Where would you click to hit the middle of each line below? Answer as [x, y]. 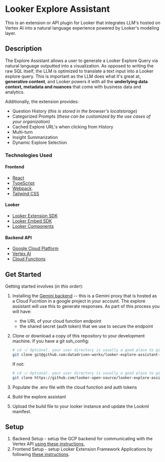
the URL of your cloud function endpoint [60, 321]
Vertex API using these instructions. [49, 444]
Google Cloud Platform [35, 248]
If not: [18, 364]
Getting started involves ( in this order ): [44, 286]
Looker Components [33, 226]
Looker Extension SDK [35, 216]
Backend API [18, 237]
